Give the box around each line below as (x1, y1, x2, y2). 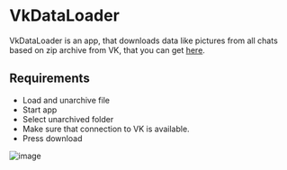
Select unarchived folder (22, 113, 114, 124)
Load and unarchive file (22, 94, 111, 105)
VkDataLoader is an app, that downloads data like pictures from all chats (9, 35, 279, 46)
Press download (22, 132, 83, 144)
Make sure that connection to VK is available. (22, 123, 191, 134)
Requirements (9, 71, 90, 86)
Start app (22, 104, 58, 115)
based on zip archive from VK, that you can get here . (9, 44, 205, 55)
